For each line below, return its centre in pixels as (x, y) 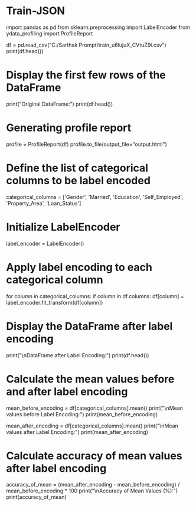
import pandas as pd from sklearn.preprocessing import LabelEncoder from (98, 27)
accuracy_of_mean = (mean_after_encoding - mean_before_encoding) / (93, 485)
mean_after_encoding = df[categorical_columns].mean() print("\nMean (92, 426)
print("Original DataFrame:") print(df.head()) (60, 104)
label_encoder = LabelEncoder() (45, 243)
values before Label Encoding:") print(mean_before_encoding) (82, 414)
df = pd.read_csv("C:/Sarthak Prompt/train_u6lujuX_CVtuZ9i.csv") (86, 45)
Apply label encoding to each (79, 267)
